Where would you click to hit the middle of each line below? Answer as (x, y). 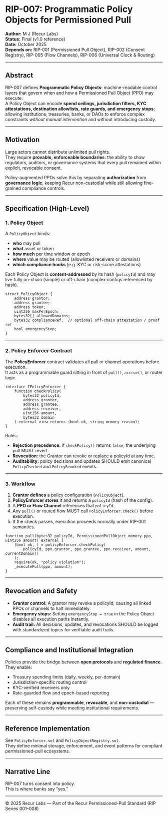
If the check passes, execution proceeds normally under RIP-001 (79, 521)
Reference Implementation (47, 728)
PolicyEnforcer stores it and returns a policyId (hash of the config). (83, 500)
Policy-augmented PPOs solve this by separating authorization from (76, 177)
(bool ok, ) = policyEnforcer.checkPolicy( (60, 545)
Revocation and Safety (41, 591)
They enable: (19, 667)
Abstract (19, 75)
